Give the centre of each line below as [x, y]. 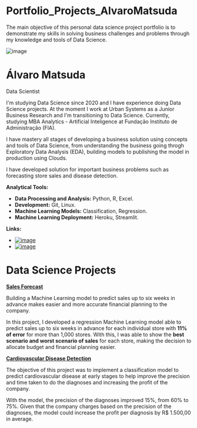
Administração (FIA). [31, 127]
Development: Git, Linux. [45, 205]
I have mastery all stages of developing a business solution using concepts [97, 139]
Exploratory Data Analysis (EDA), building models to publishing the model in [98, 152]
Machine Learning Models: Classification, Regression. [81, 211]
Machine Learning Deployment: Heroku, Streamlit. [76, 217]
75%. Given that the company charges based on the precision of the [89, 406]
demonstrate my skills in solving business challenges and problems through [98, 33]
